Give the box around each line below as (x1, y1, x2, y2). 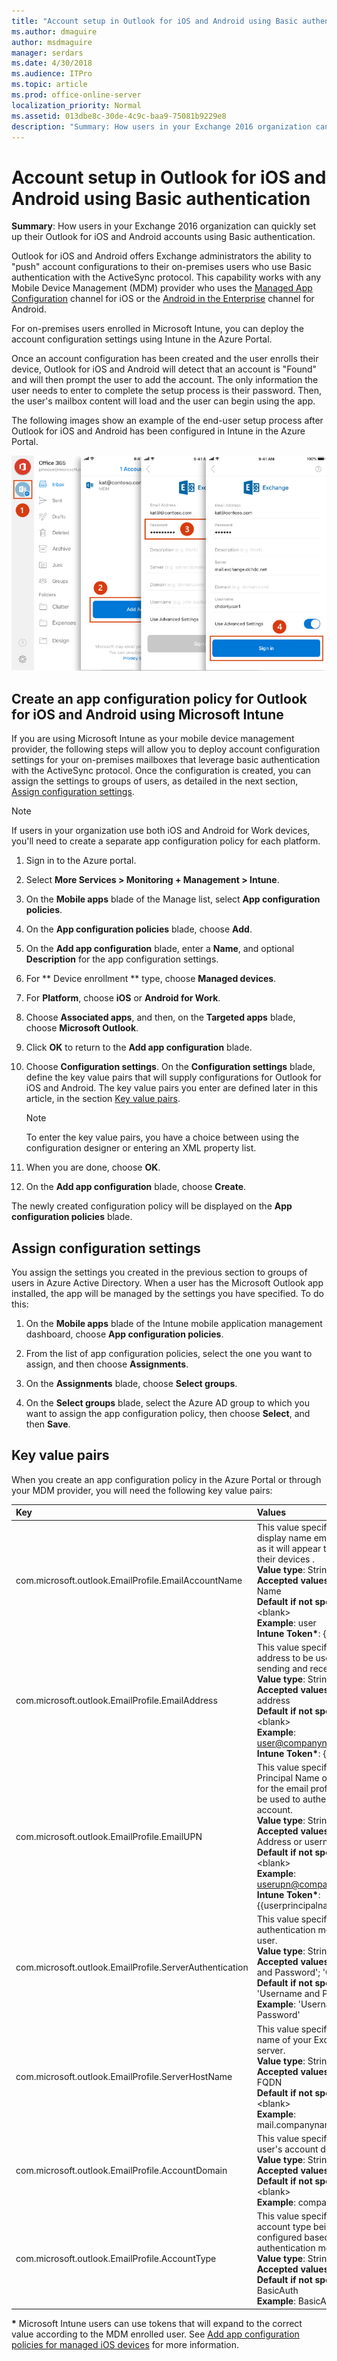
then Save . (25, 1418, 71, 1430)
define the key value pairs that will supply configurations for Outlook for (25, 1071, 322, 1084)
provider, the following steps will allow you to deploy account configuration (11, 743, 321, 755)
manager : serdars (11, 48, 84, 58)
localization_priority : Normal (11, 100, 142, 110)
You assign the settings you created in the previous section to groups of (11, 1266, 308, 1279)
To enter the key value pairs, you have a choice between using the (25, 1131, 300, 1144)
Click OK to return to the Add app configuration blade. (25, 1041, 253, 1054)
